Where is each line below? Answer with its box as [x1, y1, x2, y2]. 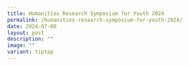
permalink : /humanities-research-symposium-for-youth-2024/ [7, 16, 184, 23]
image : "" [7, 42, 36, 49]
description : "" [7, 36, 54, 43]
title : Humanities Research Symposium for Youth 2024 [7, 10, 165, 17]
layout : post [7, 29, 45, 36]
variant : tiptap [7, 49, 54, 56]
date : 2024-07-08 [7, 23, 57, 30]
